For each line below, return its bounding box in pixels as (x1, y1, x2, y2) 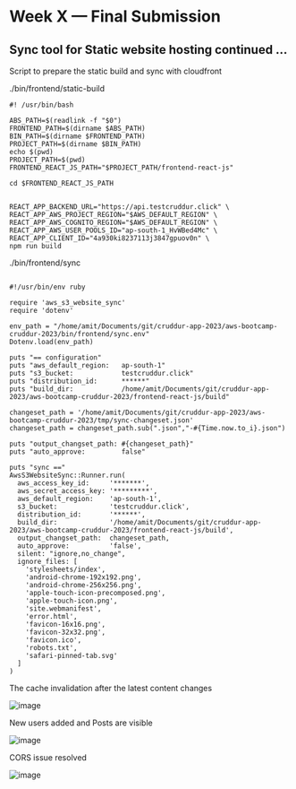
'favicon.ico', (25, 636, 82, 645)
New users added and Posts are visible (9, 717, 154, 728)
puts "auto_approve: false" (9, 447, 146, 456)
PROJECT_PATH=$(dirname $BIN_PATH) (9, 140, 142, 149)
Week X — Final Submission (9, 6, 221, 27)
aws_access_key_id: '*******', (17, 479, 150, 488)
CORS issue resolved (9, 752, 88, 763)
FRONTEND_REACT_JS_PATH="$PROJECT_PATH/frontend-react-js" (9, 163, 234, 172)
